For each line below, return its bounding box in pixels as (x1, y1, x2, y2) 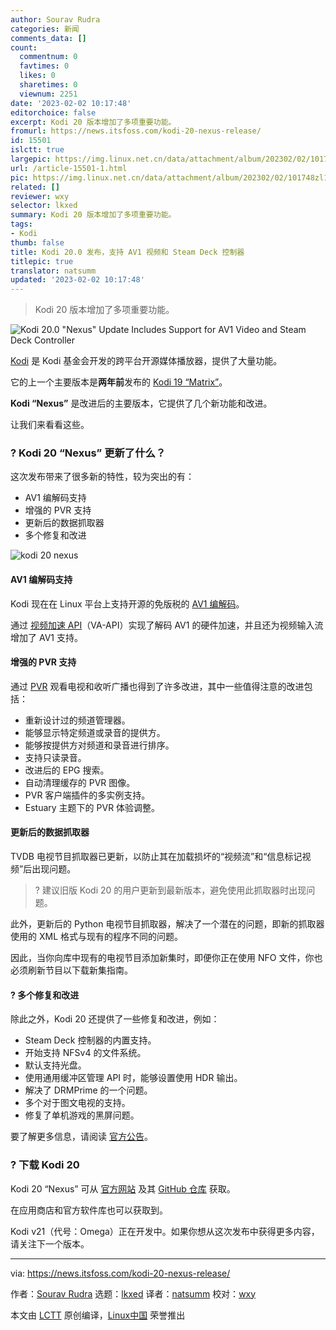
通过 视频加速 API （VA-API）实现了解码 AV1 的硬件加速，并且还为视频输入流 (10, 619, 324, 631)
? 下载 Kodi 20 (10, 1158, 80, 1172)
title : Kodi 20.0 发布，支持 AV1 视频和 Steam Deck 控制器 (10, 247, 245, 257)
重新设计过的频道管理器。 (24, 714, 131, 726)
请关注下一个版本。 (10, 1237, 90, 1250)
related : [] (10, 182, 60, 192)
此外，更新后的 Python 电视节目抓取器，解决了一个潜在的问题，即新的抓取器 (10, 918, 325, 930)
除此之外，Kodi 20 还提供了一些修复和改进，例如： (10, 1013, 220, 1025)
